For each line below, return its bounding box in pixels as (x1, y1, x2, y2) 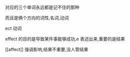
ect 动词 (5, 25, 22, 31)
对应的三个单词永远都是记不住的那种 (5, 4, 80, 10)
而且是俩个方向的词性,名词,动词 (5, 15, 69, 21)
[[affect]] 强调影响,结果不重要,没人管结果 (5, 47, 89, 52)
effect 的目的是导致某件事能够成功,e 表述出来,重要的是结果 (5, 36, 126, 42)
